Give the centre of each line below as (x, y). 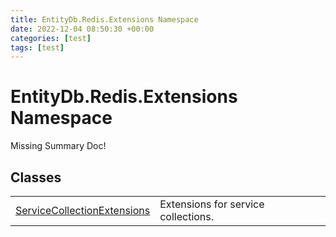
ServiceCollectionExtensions (83, 210)
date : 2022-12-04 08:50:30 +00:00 (82, 29)
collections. (187, 216)
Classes (36, 177)
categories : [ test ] (51, 38)
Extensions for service (212, 204)
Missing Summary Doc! (58, 146)
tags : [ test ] (37, 47)
